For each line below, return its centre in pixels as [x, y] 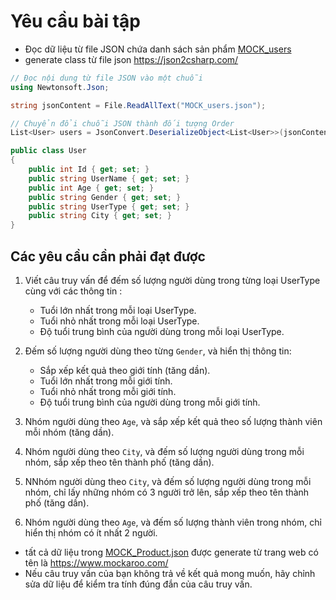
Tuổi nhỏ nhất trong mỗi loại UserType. [119, 321]
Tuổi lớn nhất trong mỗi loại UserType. [118, 310]
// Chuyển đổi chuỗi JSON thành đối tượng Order [122, 123]
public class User [48, 151]
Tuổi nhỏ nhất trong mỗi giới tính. [108, 391]
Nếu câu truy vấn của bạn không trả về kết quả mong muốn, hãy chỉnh [170, 573]
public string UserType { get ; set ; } [109, 206]
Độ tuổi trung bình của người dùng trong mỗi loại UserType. [162, 331]
